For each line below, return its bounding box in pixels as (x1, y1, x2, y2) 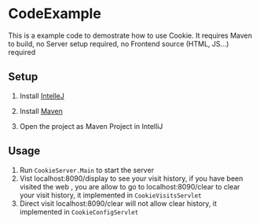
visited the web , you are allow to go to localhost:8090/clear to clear (19, 182, 240, 191)
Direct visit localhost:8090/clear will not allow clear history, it (19, 198, 218, 208)
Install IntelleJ (19, 91, 65, 101)
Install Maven (19, 106, 63, 116)
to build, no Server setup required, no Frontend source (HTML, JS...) (8, 39, 229, 48)
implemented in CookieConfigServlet (19, 207, 139, 216)
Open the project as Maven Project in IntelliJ (19, 121, 163, 130)
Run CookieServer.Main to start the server (19, 165, 155, 174)
